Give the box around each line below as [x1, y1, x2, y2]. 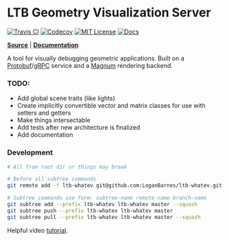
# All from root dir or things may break [7, 163, 128, 170]
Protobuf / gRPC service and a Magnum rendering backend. [7, 61, 173, 69]
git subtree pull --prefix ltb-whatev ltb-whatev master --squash [7, 214, 201, 220]
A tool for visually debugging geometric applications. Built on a [7, 54, 184, 62]
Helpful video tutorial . [7, 226, 69, 234]
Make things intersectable [16, 116, 91, 124]
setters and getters [16, 108, 71, 117]
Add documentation [16, 130, 73, 139]
